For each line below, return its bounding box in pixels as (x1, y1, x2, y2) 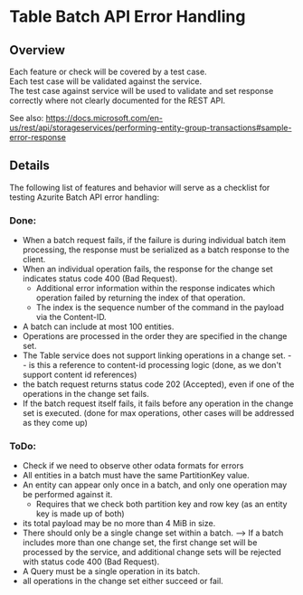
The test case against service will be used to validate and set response (9, 86, 274, 96)
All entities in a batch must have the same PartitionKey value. (22, 470, 251, 481)
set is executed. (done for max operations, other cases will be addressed (22, 408, 295, 419)
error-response (9, 132, 66, 142)
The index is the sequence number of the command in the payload (35, 302, 285, 313)
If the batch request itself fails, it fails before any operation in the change (22, 398, 294, 409)
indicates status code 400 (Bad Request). (22, 273, 178, 284)
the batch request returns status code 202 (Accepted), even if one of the (22, 379, 295, 390)
